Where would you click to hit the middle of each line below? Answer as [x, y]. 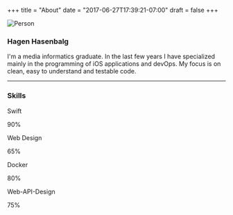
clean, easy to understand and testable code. [72, 71]
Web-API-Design [31, 191]
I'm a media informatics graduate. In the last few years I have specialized [111, 57]
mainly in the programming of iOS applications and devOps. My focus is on [114, 64]
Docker [18, 164]
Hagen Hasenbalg [38, 41]
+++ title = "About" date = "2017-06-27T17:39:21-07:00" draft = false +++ [113, 10]
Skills [17, 96]
